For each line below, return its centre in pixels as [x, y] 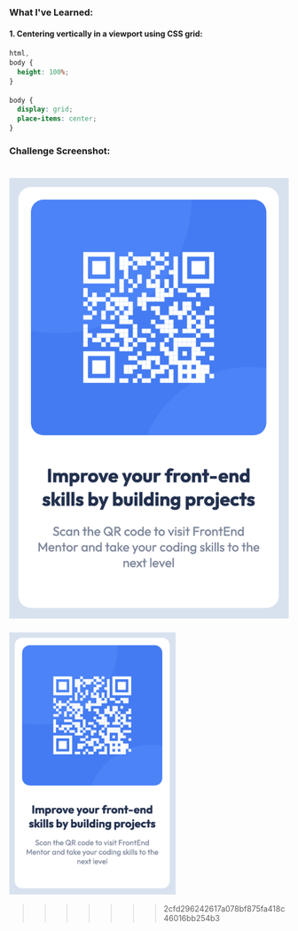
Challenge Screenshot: [60, 151]
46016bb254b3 [192, 919]
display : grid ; [45, 110]
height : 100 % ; [43, 72]
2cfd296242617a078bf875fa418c [224, 909]
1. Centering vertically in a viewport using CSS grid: [106, 34]
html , [19, 54]
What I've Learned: [51, 12]
